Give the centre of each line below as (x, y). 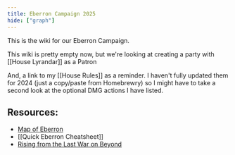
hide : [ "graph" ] (31, 20)
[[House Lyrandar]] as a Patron (52, 61)
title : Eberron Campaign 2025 (52, 14)
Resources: (33, 112)
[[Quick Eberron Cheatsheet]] (61, 137)
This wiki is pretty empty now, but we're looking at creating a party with (111, 54)
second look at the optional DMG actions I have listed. (85, 90)
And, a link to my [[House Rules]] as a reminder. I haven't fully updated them (118, 75)
